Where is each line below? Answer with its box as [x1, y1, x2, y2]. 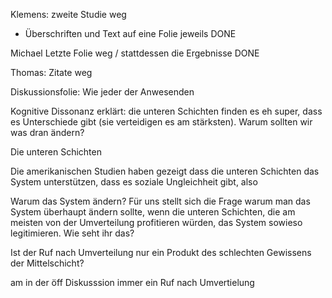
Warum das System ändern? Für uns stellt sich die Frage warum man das [10, 195, 311, 207]
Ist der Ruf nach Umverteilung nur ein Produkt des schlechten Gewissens [10, 247, 312, 258]
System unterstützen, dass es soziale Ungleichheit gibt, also [10, 176, 258, 188]
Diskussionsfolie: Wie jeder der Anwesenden [10, 86, 195, 98]
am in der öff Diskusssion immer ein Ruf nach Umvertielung [10, 277, 255, 288]
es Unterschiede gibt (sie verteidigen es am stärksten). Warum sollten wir [10, 116, 313, 128]
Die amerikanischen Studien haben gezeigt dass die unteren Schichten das [10, 165, 320, 177]
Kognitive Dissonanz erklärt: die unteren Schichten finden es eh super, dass [10, 105, 323, 117]
